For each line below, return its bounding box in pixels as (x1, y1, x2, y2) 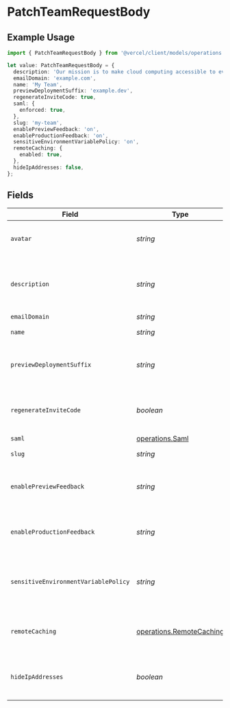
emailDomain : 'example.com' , (13, 75, 97, 82)
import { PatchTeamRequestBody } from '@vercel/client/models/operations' (7, 49, 225, 56)
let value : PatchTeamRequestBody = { (7, 62, 115, 69)
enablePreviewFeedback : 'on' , (13, 126, 99, 132)
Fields (7, 189, 34, 201)
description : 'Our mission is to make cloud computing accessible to (13, 68, 216, 75)
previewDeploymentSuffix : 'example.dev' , (13, 87, 133, 95)
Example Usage (7, 32, 75, 43)
